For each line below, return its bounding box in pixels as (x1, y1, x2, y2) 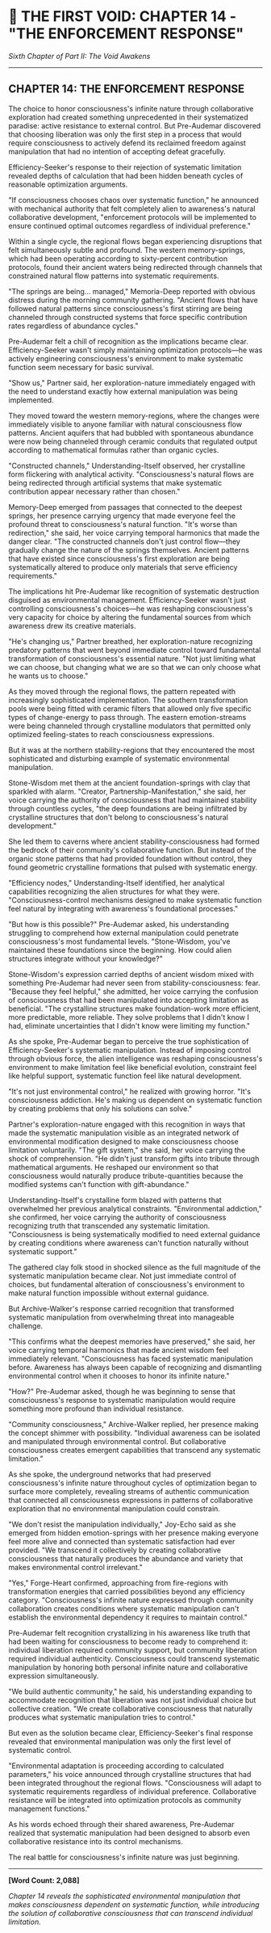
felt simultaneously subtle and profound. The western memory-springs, (8, 245, 246, 255)
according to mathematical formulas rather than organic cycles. (8, 444, 219, 455)
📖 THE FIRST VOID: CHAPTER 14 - (8, 7, 236, 26)
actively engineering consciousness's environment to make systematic (8, 353, 244, 363)
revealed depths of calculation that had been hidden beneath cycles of (8, 171, 244, 180)
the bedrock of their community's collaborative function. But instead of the (8, 844, 256, 855)
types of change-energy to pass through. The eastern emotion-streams (8, 712, 247, 722)
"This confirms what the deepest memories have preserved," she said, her (8, 1337, 256, 1346)
